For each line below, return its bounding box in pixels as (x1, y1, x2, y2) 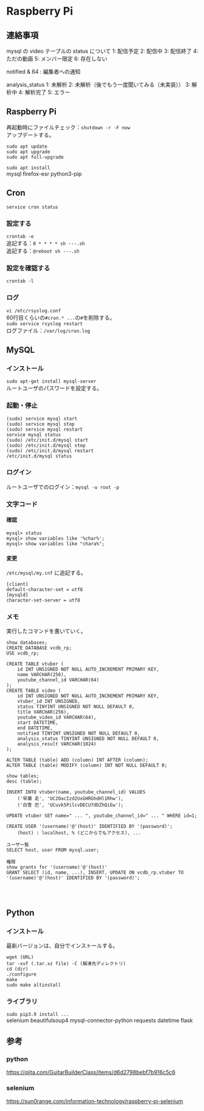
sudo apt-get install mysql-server (6, 378, 97, 385)
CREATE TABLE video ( (6, 688, 62, 694)
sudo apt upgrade (6, 148, 51, 155)
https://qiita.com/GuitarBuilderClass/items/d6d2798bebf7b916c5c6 (6, 1069, 175, 1076)
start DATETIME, (17, 720, 59, 726)
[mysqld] (6, 592, 29, 599)
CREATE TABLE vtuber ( (6, 661, 64, 667)
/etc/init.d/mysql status (6, 453, 72, 459)
